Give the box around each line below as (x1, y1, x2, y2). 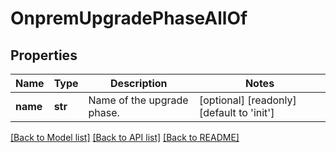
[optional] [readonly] (199, 93, 297, 107)
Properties (10, 47, 78, 64)
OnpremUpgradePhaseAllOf (10, 7, 248, 30)
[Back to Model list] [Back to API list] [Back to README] (10, 132, 240, 143)
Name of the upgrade (88, 93, 189, 107)
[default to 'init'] (199, 106, 275, 119)
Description (110, 77, 168, 90)
